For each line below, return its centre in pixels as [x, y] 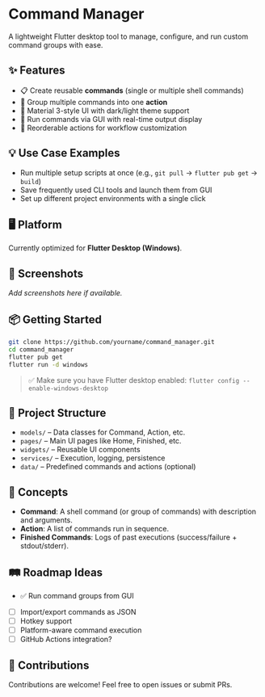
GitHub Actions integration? [66, 640]
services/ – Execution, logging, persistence [93, 458]
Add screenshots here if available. [65, 293]
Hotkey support [46, 621]
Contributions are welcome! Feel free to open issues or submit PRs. [120, 684]
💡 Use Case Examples [64, 153]
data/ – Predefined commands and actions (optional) [108, 467]
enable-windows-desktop [68, 388]
